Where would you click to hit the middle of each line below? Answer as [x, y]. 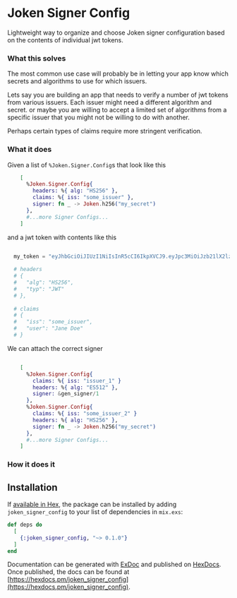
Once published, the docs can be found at [68, 572]
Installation [32, 488]
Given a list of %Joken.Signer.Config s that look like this [87, 165]
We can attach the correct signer [55, 348]
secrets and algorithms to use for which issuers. [77, 81]
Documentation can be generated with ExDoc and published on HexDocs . [114, 564]
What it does [30, 150]
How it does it [31, 465]
